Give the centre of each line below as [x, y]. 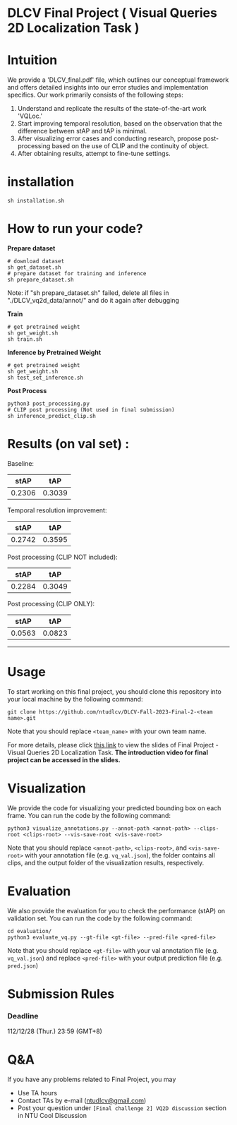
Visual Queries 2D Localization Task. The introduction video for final [108, 752]
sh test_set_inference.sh [45, 378]
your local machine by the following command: [75, 699]
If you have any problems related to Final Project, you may [92, 1079]
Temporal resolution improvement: [57, 510]
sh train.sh [25, 339]
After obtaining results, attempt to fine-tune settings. [94, 154]
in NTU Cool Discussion [52, 1116]
